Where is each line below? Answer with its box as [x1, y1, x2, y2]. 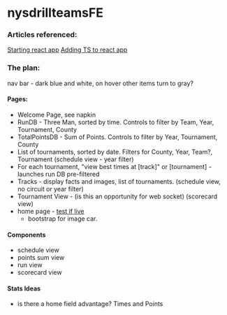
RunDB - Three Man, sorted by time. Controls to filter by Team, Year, [17, 117, 214, 126]
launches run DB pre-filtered [17, 170, 100, 178]
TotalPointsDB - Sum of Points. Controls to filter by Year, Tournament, [17, 133, 218, 141]
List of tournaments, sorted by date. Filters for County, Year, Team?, [17, 147, 213, 156]
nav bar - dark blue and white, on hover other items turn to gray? [7, 79, 194, 87]
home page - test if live [17, 207, 85, 215]
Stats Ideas [7, 284, 41, 293]
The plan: [7, 63, 41, 73]
